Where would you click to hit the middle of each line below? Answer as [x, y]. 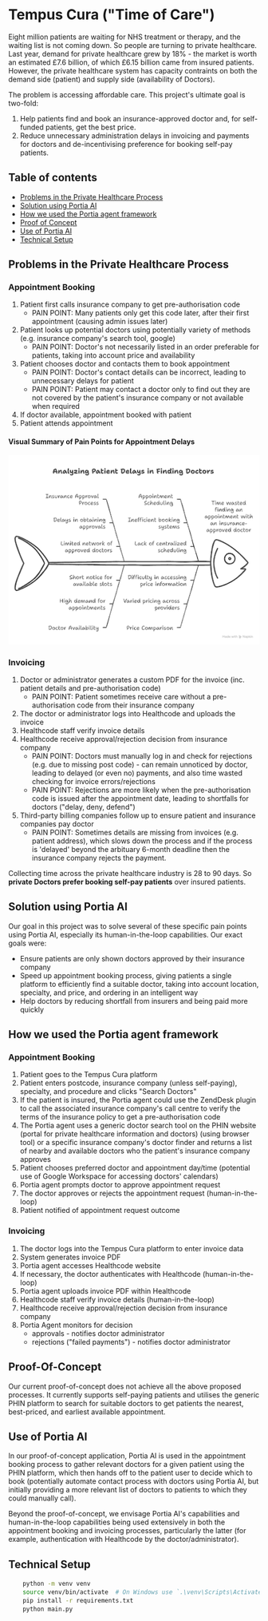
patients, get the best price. [91, 127]
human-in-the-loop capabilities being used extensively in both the [117, 1522]
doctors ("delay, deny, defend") [83, 807]
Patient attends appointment [66, 423]
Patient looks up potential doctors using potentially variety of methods [135, 330]
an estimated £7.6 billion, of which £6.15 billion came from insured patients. [131, 62]
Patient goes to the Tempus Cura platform [89, 1075]
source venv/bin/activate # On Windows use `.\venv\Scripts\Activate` [144, 1592]
